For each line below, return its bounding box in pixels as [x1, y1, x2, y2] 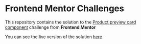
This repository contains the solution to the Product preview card [5, 19, 136, 25]
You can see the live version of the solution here [5, 34, 102, 40]
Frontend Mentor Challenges [5, 3, 124, 14]
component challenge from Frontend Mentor [5, 24, 96, 30]
